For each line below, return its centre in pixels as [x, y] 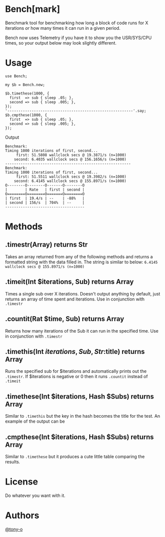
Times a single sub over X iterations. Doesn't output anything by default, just [83, 293]
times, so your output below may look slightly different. [61, 43]
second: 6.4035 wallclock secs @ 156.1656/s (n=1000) [70, 159]
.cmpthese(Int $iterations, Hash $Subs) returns [80, 437]
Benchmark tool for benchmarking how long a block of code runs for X [77, 23]
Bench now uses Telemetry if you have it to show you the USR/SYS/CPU [78, 38]
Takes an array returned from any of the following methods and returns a [79, 256]
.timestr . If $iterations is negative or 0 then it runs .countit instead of [77, 377]
